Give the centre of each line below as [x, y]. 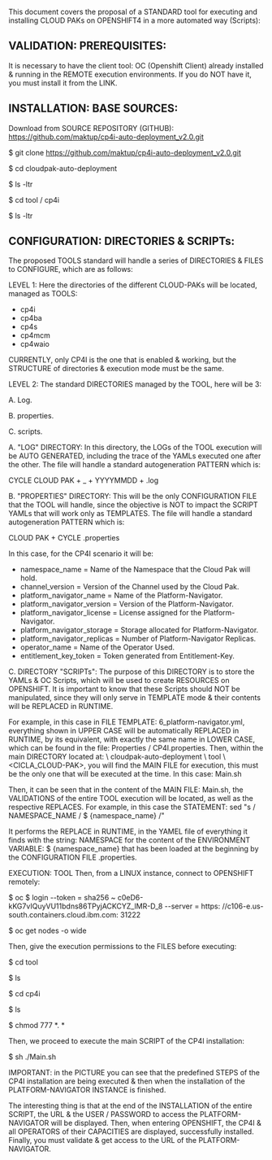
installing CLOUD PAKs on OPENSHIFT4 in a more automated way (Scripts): [135, 20]
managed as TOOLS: [43, 294]
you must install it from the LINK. [63, 83]
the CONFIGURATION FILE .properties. [73, 857]
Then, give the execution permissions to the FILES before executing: [123, 947]
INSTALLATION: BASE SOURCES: [93, 109]
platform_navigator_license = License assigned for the [111, 613]
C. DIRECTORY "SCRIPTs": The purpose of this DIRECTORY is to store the [132, 672]
